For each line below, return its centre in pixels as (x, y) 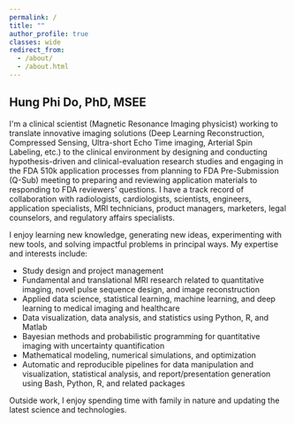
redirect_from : (37, 50)
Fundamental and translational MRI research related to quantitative (143, 280)
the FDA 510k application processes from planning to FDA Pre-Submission (144, 170)
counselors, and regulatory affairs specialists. (92, 217)
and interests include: (49, 254)
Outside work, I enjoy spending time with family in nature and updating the (144, 400)
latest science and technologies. (68, 409)
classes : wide (35, 42)
